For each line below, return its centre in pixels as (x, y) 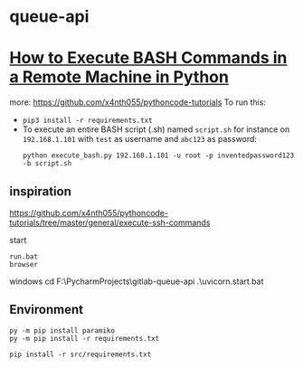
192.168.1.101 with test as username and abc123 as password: (140, 139)
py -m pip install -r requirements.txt (85, 338)
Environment (47, 310)
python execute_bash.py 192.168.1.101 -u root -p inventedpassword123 (158, 156)
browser (24, 264)
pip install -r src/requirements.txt (80, 354)
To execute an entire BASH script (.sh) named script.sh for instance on (156, 129)
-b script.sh (47, 164)
